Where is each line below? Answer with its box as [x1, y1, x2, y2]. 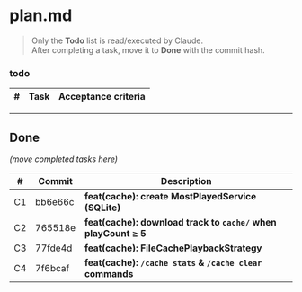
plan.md [9, 5, 73, 26]
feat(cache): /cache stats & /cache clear [84, 257, 262, 270]
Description [160, 175, 213, 188]
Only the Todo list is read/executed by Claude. [31, 35, 204, 46]
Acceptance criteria [58, 91, 146, 103]
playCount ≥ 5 [84, 227, 147, 240]
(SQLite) [84, 201, 121, 214]
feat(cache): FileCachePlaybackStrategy [84, 242, 262, 254]
